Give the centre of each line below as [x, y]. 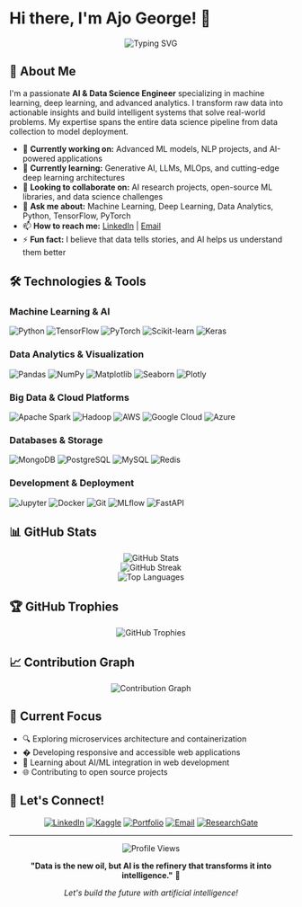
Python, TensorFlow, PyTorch [77, 216]
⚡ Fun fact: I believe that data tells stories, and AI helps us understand [152, 239]
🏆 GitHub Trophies [64, 606]
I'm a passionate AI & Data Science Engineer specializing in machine [137, 93]
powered [39, 158]
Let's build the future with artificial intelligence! [151, 893]
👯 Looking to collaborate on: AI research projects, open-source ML [147, 187]
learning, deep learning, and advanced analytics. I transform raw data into [146, 102]
